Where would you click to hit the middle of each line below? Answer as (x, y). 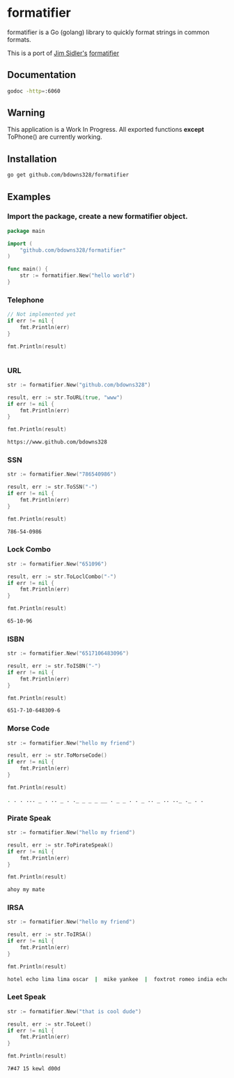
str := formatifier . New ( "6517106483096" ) (68, 653)
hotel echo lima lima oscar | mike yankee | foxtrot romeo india (110, 979)
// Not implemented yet (42, 314)
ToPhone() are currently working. (55, 137)
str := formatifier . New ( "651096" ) (57, 564)
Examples (29, 197)
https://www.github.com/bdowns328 (57, 442)
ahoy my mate (26, 890)
